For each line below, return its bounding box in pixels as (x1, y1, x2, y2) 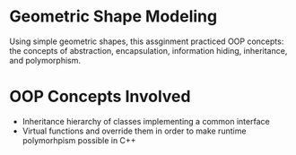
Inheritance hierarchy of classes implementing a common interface (22, 116, 271, 126)
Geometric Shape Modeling (9, 6, 218, 27)
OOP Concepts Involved (9, 87, 191, 107)
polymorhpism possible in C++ (22, 134, 136, 145)
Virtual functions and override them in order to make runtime (22, 125, 247, 136)
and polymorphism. (9, 55, 82, 65)
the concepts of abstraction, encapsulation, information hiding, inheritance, (9, 45, 288, 56)
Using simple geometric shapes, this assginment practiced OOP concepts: (9, 36, 284, 47)
